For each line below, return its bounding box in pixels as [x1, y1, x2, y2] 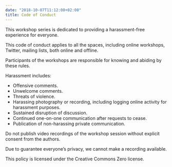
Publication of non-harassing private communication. [12, 120, 126, 127]
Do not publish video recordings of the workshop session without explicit [5, 130, 160, 136]
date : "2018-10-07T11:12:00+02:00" [5, 7, 82, 13]
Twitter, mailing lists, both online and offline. [5, 47, 99, 53]
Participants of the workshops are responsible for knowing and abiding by [5, 57, 162, 63]
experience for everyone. [5, 32, 59, 38]
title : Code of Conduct [5, 12, 56, 17]
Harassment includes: [5, 72, 51, 78]
